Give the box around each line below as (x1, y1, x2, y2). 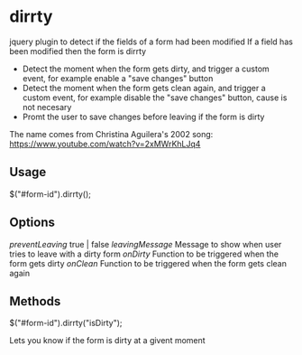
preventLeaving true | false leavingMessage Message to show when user (9, 238, 282, 249)
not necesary (22, 101, 72, 112)
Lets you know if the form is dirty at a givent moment (9, 335, 206, 346)
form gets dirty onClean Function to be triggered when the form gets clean (9, 257, 287, 268)
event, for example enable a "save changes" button (22, 72, 214, 83)
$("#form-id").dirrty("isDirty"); (9, 318, 124, 329)
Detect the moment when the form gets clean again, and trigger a (22, 82, 266, 93)
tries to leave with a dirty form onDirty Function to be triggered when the (9, 248, 279, 259)
